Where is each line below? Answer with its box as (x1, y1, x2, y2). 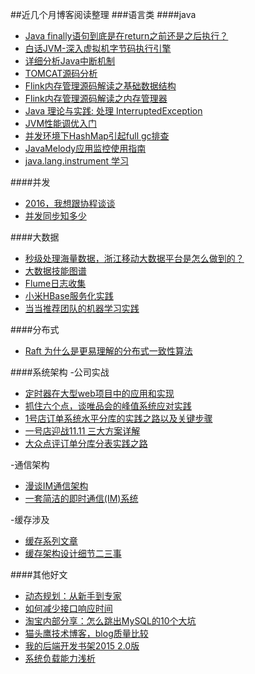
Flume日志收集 (24, 278, 87, 289)
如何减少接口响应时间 (24, 603, 113, 614)
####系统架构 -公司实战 (10, 366, 110, 378)
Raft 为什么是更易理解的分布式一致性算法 (24, 345, 193, 357)
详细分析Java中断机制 (24, 55, 116, 67)
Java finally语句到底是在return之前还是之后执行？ (24, 30, 229, 42)
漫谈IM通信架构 (24, 480, 89, 492)
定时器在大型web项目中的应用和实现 (24, 388, 175, 399)
